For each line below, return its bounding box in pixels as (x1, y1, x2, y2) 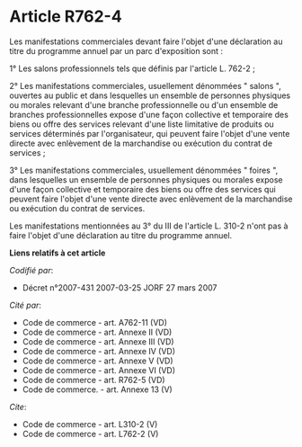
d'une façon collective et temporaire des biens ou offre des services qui (9, 183, 276, 194)
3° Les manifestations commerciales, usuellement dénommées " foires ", (9, 165, 279, 175)
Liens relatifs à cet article (9, 247, 106, 258)
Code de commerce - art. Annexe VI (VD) (22, 364, 176, 375)
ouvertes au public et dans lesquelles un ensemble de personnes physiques (9, 90, 290, 101)
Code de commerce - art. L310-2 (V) (22, 418, 158, 429)
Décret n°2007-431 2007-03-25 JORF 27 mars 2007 (22, 282, 218, 293)
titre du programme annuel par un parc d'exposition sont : (9, 45, 223, 56)
